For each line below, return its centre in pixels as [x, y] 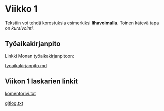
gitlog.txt [14, 103]
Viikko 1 [21, 9]
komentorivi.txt [21, 93]
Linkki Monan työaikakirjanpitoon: [40, 56]
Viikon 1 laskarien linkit [42, 81]
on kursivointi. [20, 28]
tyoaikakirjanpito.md [26, 65]
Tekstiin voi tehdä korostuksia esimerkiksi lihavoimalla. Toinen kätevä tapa [82, 23]
